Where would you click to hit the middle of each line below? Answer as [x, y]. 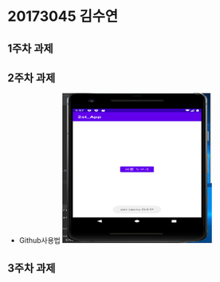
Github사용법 [39, 240]
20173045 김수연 [63, 16]
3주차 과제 [31, 268]
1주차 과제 [30, 48]
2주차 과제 [31, 78]
